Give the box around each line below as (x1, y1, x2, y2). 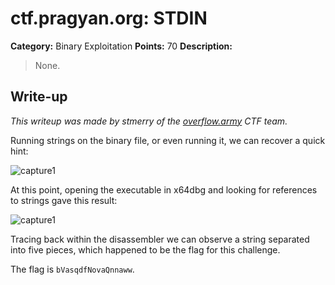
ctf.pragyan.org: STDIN (10, 7, 208, 30)
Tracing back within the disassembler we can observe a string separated (10, 233, 310, 245)
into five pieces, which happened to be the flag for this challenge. (10, 243, 281, 256)
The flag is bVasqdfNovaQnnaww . (10, 263, 135, 275)
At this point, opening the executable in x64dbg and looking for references (10, 183, 318, 196)
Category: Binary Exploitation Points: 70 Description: (10, 40, 233, 52)
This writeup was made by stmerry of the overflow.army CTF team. (10, 115, 288, 127)
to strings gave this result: (10, 194, 118, 206)
